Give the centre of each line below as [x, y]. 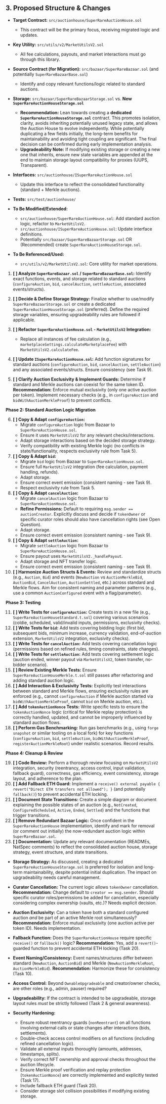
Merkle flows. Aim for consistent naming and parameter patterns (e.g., [84, 587]
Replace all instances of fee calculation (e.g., [66, 339]
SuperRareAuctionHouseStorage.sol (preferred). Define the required [81, 309]
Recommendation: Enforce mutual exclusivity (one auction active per [83, 923]
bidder [20, 665]
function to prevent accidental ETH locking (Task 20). [85, 948]
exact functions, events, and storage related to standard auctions [79, 279]
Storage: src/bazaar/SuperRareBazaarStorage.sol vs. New [72, 98]
